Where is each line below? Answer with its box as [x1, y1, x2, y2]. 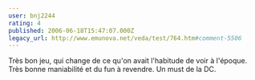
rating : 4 [8, 19, 42, 27]
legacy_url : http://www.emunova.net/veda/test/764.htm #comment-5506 [8, 34, 242, 42]
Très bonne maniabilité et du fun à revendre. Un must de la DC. [8, 65, 217, 74]
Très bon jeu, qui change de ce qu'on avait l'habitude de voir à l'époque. [8, 56, 248, 66]
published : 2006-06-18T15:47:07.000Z [8, 26, 135, 34]
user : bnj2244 [8, 11, 56, 20]
